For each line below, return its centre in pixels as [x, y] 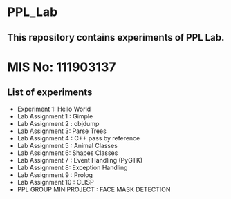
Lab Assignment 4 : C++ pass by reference [78, 138]
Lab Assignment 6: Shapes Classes [67, 153]
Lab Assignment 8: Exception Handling [72, 167]
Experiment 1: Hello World [54, 109]
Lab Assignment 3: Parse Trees [62, 131]
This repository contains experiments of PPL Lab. [116, 38]
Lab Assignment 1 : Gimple [55, 116]
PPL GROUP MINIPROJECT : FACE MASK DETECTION [94, 189]
